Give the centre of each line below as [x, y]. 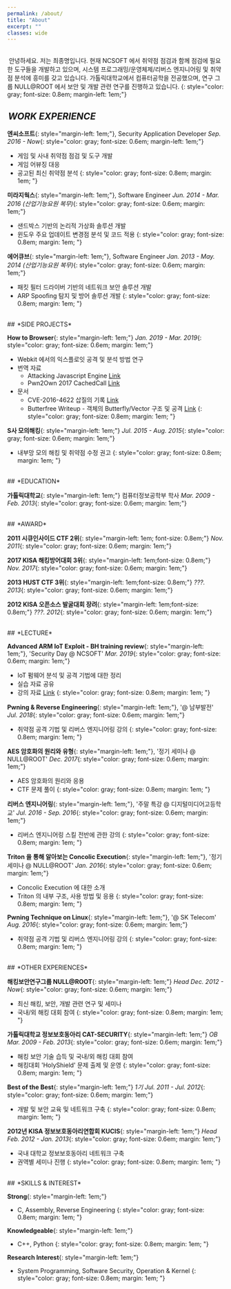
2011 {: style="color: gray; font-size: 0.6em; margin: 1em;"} [90, 546]
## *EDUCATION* [34, 481]
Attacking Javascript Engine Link [74, 376]
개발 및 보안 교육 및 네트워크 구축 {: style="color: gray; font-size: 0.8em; [117, 1109]
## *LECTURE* [30, 633]
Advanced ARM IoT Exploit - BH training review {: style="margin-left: [106, 647]
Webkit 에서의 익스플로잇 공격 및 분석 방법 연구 [80, 360]
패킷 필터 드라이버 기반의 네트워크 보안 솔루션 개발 [84, 287]
